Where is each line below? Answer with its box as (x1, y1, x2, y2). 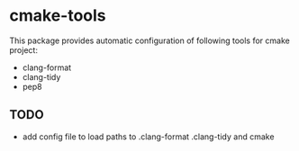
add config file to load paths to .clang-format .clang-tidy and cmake (22, 131, 275, 142)
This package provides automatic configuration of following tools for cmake (9, 35, 290, 46)
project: (9, 44, 39, 55)
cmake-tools (9, 5, 106, 26)
